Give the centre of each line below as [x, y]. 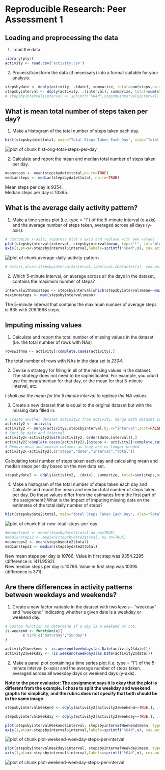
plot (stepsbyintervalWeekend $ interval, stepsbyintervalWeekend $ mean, [78, 725]
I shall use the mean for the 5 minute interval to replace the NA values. [77, 396]
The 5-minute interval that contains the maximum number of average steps [81, 304]
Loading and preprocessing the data [62, 38]
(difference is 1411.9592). [30, 561]
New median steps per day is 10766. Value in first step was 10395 [71, 566]
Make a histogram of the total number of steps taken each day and [80, 484]
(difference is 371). [24, 571]
